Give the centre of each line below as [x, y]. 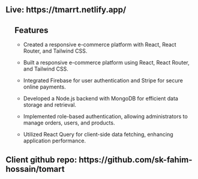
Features [31, 30]
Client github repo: [41, 160]
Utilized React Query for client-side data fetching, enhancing [98, 135]
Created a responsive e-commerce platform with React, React [100, 45]
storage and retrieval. [49, 105]
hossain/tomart [35, 169]
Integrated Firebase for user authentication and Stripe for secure [103, 81]
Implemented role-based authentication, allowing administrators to [106, 117]
